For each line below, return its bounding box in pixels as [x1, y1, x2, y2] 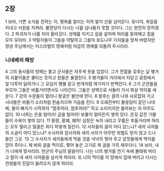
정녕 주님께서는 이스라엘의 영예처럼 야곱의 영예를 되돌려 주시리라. [5, 43, 130, 49]
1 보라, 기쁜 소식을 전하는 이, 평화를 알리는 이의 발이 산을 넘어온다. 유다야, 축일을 [5, 19, 158, 24]
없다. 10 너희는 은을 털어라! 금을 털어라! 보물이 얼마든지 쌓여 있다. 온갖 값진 [5, 112, 148, 118]
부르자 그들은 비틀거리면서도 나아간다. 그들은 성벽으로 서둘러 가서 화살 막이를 [5, 87, 152, 93]
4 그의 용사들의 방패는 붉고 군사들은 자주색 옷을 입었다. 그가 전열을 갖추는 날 [5, 69, 150, 74]
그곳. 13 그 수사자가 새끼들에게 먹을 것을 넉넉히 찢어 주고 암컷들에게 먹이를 [14, 136, 156, 142]
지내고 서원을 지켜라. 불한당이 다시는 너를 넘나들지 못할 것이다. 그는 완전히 [5, 24, 146, 30]
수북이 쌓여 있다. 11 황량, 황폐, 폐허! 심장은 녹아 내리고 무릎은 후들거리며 [14, 118, 151, 123]
